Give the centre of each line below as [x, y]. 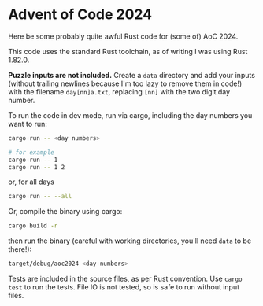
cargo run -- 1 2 [37, 167]
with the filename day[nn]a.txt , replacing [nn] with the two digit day [119, 91]
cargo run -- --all [40, 197]
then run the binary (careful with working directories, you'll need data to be [130, 241]
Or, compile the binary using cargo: [65, 212]
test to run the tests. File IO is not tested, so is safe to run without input [124, 287]
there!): [20, 249]
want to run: [28, 124]
